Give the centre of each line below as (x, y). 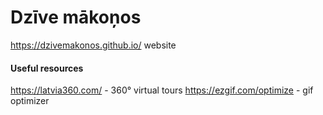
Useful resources (47, 68)
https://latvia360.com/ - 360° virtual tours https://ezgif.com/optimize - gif (162, 90)
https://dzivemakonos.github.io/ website (93, 45)
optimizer (30, 101)
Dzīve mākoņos (76, 17)
